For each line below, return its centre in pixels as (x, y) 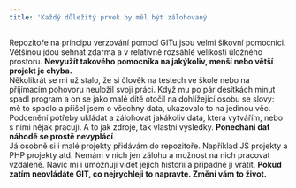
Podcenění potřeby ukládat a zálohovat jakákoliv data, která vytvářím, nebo (146, 117)
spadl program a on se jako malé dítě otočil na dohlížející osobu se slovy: (142, 99)
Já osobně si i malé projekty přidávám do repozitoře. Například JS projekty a (148, 146)
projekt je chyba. (41, 71)
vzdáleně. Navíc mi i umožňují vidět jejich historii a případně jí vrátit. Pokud (146, 164)
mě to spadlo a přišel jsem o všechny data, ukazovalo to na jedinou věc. (140, 108)
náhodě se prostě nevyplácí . (62, 136)
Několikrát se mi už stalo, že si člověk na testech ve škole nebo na (129, 79)
